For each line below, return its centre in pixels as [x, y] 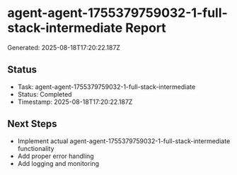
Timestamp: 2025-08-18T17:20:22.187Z [75, 102]
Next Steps [32, 124]
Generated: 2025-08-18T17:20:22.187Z [64, 47]
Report [145, 28]
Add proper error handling [56, 156]
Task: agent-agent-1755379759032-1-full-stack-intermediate [106, 87]
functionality [36, 148]
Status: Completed [45, 94]
